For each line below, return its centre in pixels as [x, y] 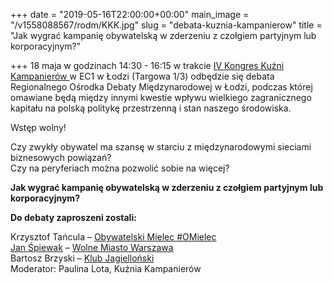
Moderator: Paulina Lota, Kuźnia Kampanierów [106, 268]
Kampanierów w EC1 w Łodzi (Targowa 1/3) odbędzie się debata [142, 76]
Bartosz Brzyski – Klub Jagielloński [82, 258]
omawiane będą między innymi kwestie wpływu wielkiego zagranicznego [161, 97]
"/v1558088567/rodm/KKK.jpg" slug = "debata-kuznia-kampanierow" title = [166, 25]
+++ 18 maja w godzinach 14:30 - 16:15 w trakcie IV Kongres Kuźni [147, 65]
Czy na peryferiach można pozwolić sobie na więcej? [120, 168]
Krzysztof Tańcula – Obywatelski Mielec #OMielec [113, 237]
